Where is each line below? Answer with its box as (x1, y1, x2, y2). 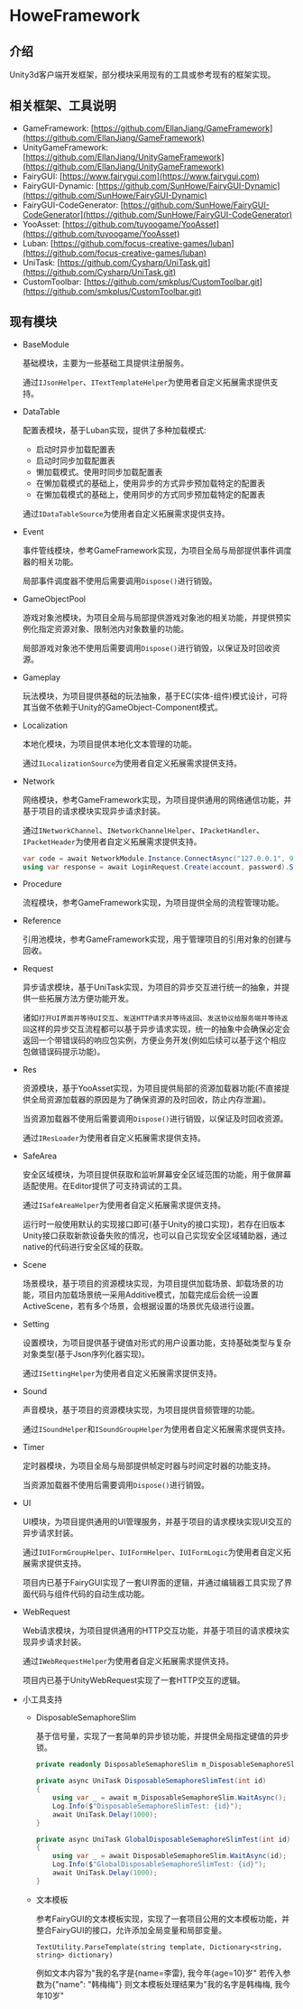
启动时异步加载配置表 (35, 443, 115, 454)
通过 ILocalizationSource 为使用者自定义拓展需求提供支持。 (22, 758, 242, 768)
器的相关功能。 (22, 556, 78, 567)
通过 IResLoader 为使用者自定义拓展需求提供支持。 (22, 1132, 206, 1143)
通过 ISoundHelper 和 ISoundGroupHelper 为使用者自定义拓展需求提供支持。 (22, 1424, 290, 1435)
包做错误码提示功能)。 (22, 1046, 106, 1057)
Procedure (22, 879, 62, 889)
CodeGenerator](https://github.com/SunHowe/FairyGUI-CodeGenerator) (22, 209, 293, 219)
